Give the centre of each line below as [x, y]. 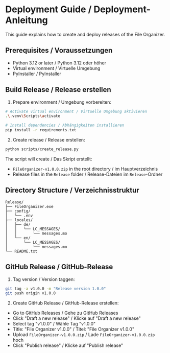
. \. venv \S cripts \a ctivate [33, 116]
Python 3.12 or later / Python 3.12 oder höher [59, 63]
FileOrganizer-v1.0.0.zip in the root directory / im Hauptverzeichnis [85, 169]
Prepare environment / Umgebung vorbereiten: [62, 102]
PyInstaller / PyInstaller [37, 74]
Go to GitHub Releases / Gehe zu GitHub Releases [65, 313]
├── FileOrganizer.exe [29, 206]
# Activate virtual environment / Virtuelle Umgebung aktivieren [76, 111]
